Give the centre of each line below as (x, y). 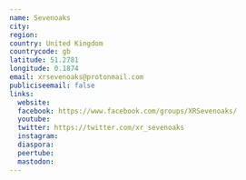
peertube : (36, 153)
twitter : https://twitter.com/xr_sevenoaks (101, 128)
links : (22, 94)
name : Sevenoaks (40, 18)
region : (24, 35)
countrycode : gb (40, 52)
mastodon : (36, 161)
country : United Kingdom (56, 43)
